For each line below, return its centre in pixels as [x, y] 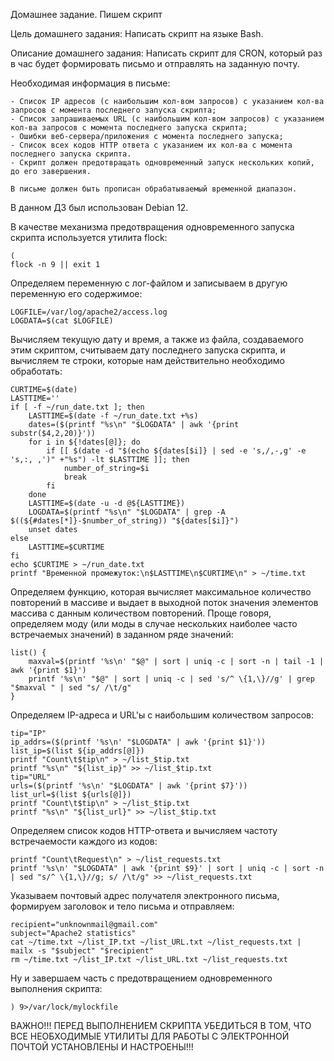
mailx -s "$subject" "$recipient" [82, 951]
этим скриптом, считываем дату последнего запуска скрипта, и [148, 350]
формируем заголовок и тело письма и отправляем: [122, 906]
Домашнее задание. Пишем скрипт [86, 14]
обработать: [36, 371]
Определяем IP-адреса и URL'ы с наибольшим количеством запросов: [162, 715]
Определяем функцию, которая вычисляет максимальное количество [161, 592]
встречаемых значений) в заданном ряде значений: [122, 634]
